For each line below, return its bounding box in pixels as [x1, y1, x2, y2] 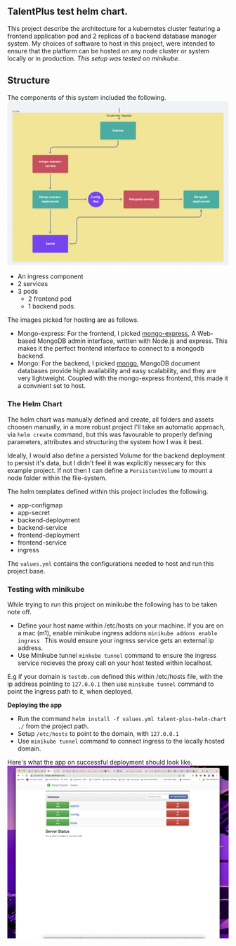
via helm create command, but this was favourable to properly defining [7, 430, 213, 439]
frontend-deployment [17, 531, 80, 539]
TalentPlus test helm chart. [7, 6, 128, 18]
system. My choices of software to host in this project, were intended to [7, 39, 216, 48]
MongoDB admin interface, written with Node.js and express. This [37, 337, 228, 345]
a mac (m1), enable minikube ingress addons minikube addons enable [17, 628, 218, 637]
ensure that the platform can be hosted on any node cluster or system [7, 46, 210, 55]
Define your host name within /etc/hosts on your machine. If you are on [17, 621, 224, 630]
